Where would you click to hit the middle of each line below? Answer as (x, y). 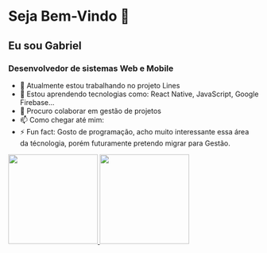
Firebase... (37, 102)
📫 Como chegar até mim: (62, 119)
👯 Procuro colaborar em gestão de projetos (90, 111)
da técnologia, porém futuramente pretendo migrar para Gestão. (125, 143)
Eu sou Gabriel (45, 46)
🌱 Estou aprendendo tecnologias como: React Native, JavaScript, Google (139, 94)
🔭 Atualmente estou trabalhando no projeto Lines (100, 85)
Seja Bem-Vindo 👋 (69, 16)
